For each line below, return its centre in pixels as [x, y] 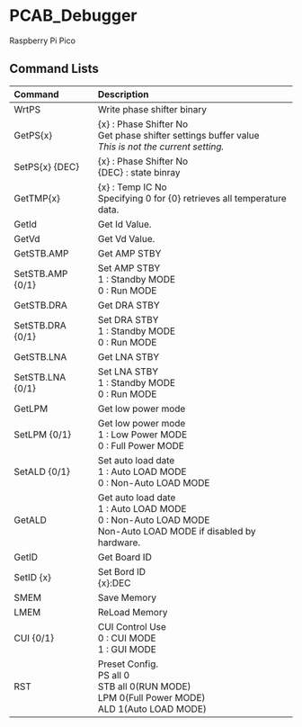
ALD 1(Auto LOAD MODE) [152, 709]
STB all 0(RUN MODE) [144, 687]
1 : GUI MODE [127, 649]
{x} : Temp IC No [133, 187]
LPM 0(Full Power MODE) [151, 697]
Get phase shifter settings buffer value [178, 135]
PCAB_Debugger [73, 16]
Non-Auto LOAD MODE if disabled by [177, 531]
